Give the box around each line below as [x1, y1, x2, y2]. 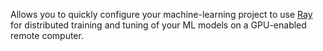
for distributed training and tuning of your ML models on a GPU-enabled [10, 19, 307, 31]
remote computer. [10, 30, 84, 41]
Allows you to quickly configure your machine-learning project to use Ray [10, 9, 313, 20]
